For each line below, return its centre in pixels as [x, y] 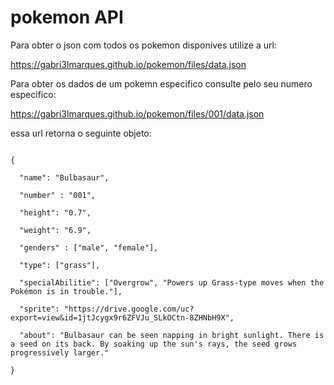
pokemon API [67, 17]
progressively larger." [60, 352]
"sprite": [39, 309]
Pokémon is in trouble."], [66, 291]
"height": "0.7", [55, 212]
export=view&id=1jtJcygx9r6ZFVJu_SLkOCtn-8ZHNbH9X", [122, 317]
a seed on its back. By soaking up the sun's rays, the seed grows [154, 344]
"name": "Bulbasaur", [64, 177]
